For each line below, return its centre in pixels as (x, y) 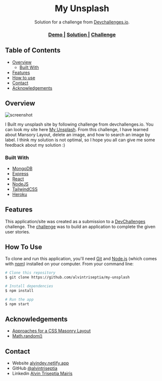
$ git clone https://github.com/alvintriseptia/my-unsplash (68, 277)
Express (20, 173)
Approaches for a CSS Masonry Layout (51, 331)
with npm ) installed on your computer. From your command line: (70, 264)
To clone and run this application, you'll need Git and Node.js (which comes (81, 259)
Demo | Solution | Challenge (82, 35)
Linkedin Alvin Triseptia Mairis (42, 374)
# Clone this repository (30, 273)
